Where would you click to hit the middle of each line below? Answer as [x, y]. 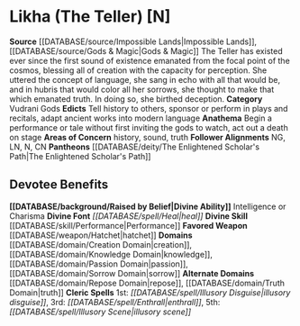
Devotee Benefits [59, 185]
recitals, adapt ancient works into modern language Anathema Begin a [141, 118]
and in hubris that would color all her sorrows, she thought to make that [142, 89]
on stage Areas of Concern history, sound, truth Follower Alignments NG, [148, 137]
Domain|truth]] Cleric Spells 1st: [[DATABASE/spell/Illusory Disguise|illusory [150, 292]
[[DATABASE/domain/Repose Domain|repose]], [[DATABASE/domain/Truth [147, 283]
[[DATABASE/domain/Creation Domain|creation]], [100, 244]
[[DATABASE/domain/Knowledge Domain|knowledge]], [111, 254]
